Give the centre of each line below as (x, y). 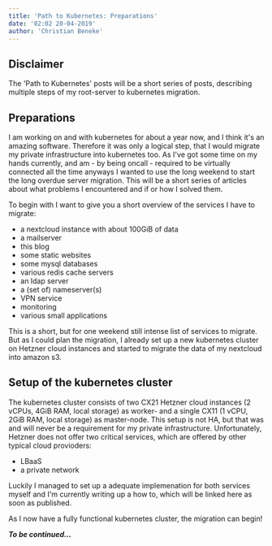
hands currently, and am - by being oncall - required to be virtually (120, 163)
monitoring (38, 307)
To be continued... (40, 534)
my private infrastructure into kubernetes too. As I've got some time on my (133, 154)
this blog (35, 246)
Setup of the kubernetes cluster (91, 383)
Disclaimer (36, 64)
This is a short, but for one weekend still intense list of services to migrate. (133, 331)
